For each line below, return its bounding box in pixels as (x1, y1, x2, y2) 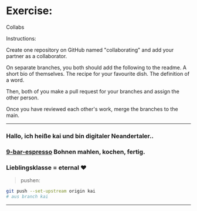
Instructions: (6, 35, 36, 42)
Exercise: (6, 4, 53, 18)
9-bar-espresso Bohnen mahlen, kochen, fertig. (6, 148, 145, 156)
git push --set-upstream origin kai (6, 188, 96, 195)
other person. (6, 94, 39, 101)
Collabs (6, 24, 25, 31)
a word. (6, 76, 25, 83)
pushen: (20, 177, 40, 184)
